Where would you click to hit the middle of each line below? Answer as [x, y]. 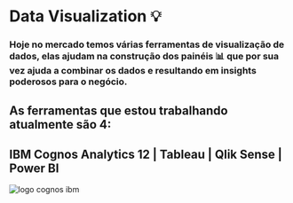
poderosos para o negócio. [68, 82]
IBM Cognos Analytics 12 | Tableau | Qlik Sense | [146, 154]
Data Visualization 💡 [85, 16]
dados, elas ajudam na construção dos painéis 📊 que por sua [144, 57]
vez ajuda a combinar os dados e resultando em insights [133, 71]
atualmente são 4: [60, 125]
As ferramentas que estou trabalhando [119, 110]
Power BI [34, 168]
